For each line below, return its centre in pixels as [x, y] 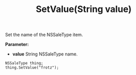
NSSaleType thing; [24, 63]
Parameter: [17, 44]
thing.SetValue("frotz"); [32, 68]
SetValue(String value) [84, 9]
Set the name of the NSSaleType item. [44, 35]
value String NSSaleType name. [45, 54]
